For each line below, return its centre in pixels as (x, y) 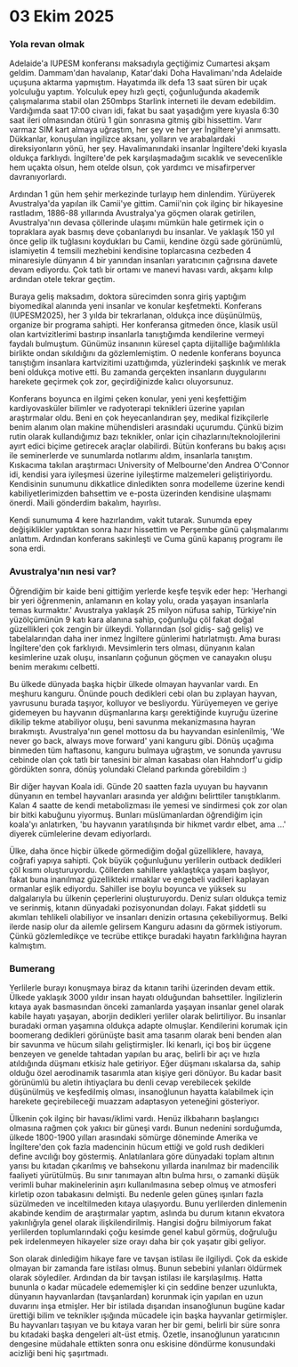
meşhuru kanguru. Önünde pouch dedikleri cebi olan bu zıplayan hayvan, (143, 693)
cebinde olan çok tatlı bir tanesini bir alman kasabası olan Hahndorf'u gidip (146, 759)
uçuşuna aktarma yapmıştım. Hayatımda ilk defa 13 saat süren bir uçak (138, 83)
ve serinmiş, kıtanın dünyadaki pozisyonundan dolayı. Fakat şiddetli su (138, 907)
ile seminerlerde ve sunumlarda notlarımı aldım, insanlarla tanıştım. (131, 456)
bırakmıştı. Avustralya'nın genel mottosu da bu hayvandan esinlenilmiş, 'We (147, 731)
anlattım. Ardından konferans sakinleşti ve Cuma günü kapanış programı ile (146, 539)
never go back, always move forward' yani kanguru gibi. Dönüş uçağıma (141, 740)
